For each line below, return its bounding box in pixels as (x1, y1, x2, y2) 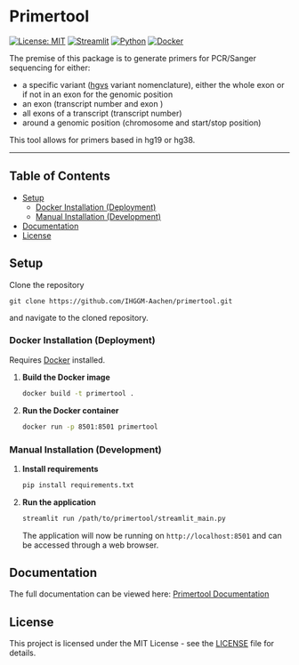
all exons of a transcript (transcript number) (21, 108, 182, 118)
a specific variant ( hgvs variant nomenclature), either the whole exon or (21, 79, 285, 90)
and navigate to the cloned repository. (9, 312, 149, 323)
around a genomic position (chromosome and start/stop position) (21, 117, 262, 128)
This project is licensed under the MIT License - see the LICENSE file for (9, 638, 274, 649)
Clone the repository (9, 279, 85, 290)
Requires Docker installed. (9, 354, 106, 365)
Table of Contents (9, 169, 111, 184)
